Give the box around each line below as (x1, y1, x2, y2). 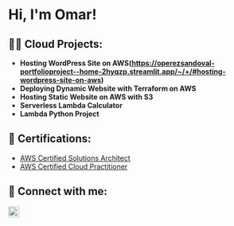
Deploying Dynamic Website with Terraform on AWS (19, 84, 197, 93)
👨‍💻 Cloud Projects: (8, 37, 103, 51)
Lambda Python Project (19, 109, 99, 119)
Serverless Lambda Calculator (19, 101, 123, 110)
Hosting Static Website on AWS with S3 (19, 92, 154, 101)
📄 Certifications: (8, 132, 92, 146)
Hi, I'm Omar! (8, 6, 97, 24)
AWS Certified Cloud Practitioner (19, 162, 128, 171)
